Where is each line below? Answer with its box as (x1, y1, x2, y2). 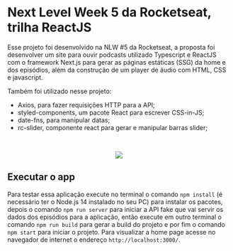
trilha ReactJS (7, 19, 92, 36)
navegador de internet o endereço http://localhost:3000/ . (7, 235, 181, 244)
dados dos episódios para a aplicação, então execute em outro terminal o (7, 213, 222, 221)
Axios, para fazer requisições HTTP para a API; (17, 100, 156, 109)
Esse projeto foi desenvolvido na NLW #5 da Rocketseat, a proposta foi (7, 43, 215, 51)
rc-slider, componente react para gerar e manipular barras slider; (17, 123, 208, 132)
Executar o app (7, 171, 76, 183)
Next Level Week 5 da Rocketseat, (7, 4, 212, 21)
